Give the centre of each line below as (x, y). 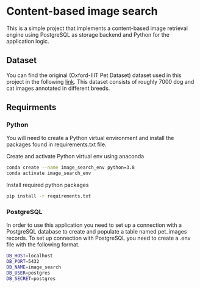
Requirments (31, 107)
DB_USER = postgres (28, 273)
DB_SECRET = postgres (31, 279)
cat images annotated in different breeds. (58, 88)
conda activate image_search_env (49, 173)
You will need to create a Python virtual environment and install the (90, 138)
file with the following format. (43, 245)
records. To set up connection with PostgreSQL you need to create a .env (98, 238)
